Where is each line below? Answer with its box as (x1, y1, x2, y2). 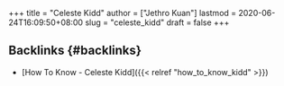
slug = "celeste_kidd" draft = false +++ (84, 17, 230, 28)
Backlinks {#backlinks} (8, 43, 142, 58)
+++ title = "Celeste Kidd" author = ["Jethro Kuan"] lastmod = (8, 8, 237, 18)
